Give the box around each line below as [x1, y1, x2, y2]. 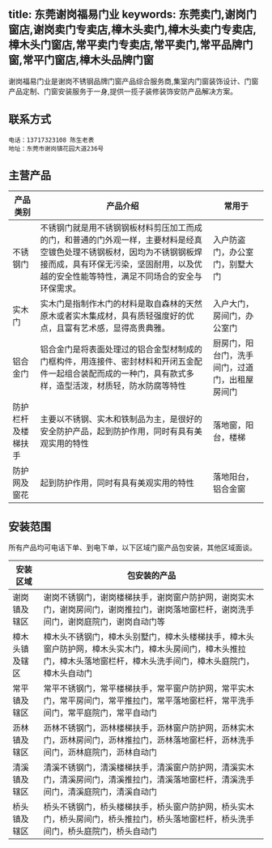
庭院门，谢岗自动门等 [83, 616, 166, 628]
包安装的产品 [126, 570, 176, 582]
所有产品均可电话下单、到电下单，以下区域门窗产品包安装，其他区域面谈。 [8, 543, 257, 552]
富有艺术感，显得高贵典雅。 [64, 322, 170, 334]
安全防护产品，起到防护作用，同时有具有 [40, 426, 194, 437]
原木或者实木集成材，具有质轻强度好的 [40, 310, 186, 322]
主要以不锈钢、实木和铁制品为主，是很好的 [40, 414, 202, 425]
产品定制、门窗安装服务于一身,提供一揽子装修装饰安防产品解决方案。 [8, 86, 238, 96]
